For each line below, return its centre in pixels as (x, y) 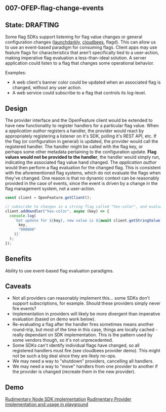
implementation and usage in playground (47, 405)
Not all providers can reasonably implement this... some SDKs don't (81, 298)
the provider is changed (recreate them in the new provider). (74, 372)
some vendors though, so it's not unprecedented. (63, 340)
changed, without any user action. (47, 88)
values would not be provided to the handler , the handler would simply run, (83, 157)
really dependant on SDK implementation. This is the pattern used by (82, 335)
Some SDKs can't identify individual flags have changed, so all (76, 345)
